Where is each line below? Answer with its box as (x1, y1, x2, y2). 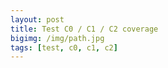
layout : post (10, 14, 65, 25)
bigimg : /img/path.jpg (10, 33, 105, 43)
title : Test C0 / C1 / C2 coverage (10, 24, 159, 34)
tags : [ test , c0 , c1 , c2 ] (10, 42, 118, 53)
